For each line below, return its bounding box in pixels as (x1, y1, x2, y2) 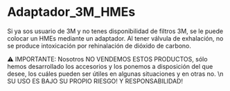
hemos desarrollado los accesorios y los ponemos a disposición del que (7, 62, 213, 70)
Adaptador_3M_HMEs (7, 4, 136, 20)
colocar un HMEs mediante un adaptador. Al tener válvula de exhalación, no (7, 34, 224, 42)
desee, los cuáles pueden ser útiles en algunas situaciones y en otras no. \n (7, 70, 224, 78)
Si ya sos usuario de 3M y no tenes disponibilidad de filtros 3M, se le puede (7, 27, 224, 35)
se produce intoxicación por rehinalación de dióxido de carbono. (7, 41, 192, 50)
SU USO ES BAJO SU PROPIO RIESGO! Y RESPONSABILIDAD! (7, 77, 184, 85)
